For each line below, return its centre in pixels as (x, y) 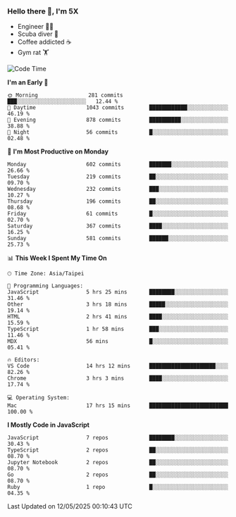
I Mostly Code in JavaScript (49, 425)
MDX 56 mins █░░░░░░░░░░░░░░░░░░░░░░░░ (118, 342)
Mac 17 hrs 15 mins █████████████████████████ (118, 406)
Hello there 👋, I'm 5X (43, 11)
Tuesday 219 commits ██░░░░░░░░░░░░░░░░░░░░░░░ (118, 177)
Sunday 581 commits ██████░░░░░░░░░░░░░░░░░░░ (118, 239)
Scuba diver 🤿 (38, 34)
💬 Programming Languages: (45, 286)
